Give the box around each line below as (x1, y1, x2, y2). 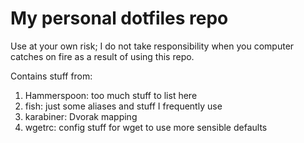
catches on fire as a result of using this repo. (10, 50, 195, 62)
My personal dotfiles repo (10, 7, 229, 30)
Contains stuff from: (10, 70, 93, 82)
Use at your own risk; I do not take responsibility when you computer (10, 40, 295, 52)
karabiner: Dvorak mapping (24, 110, 138, 122)
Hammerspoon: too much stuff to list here (24, 89, 198, 101)
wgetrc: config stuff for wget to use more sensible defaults (24, 121, 268, 133)
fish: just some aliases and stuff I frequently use (24, 100, 223, 112)
